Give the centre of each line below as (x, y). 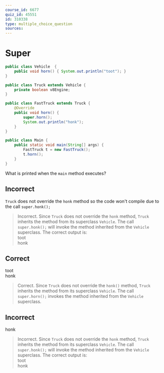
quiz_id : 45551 (21, 15)
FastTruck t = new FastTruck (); (57, 150)
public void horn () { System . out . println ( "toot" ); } (70, 71)
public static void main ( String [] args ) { (59, 145)
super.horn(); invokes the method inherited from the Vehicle (80, 296)
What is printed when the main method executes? (56, 173)
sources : (14, 29)
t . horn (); (33, 154)
